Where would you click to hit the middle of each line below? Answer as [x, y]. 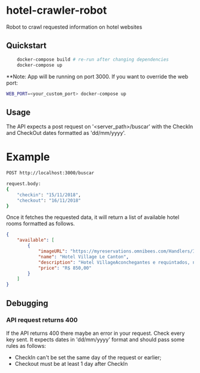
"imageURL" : [53, 251]
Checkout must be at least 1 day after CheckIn [71, 363]
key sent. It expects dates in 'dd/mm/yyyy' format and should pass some [95, 339]
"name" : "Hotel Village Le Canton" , [83, 257]
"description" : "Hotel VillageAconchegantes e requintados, [114, 262]
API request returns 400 [42, 320]
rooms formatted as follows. [41, 224]
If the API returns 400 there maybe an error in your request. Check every [96, 333]
